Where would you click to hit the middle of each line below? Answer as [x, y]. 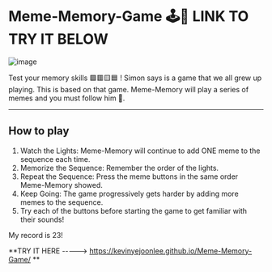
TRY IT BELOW [59, 39]
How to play [39, 131]
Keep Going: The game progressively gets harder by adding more [129, 193]
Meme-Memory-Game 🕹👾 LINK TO [129, 17]
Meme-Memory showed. [62, 185]
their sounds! [42, 219]
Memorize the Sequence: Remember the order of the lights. [119, 168]
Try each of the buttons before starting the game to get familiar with [134, 210]
